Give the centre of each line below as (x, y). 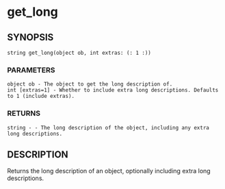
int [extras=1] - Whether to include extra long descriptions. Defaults (113, 90)
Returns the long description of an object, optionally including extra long (109, 171)
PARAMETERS (31, 70)
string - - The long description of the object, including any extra (108, 127)
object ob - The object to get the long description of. (90, 84)
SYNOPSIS (30, 37)
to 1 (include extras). (41, 97)
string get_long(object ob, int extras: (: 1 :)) (79, 53)
